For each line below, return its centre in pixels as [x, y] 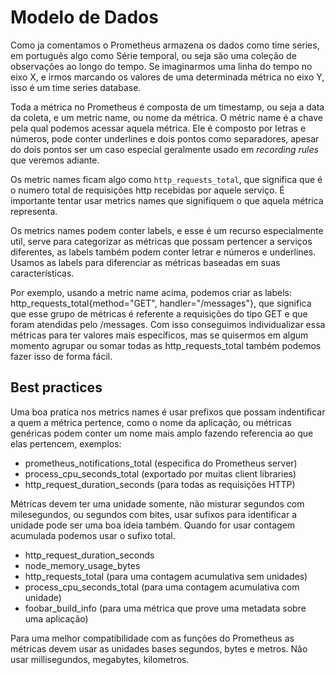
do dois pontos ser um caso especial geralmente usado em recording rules [164, 149]
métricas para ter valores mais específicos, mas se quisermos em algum [159, 335]
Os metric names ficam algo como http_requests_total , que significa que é [166, 179]
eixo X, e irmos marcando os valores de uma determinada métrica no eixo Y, [167, 77]
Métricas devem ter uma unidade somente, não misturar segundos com [157, 503]
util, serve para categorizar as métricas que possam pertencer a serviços [161, 241]
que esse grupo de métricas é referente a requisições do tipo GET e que [159, 313]
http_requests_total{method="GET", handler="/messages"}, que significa [161, 303]
